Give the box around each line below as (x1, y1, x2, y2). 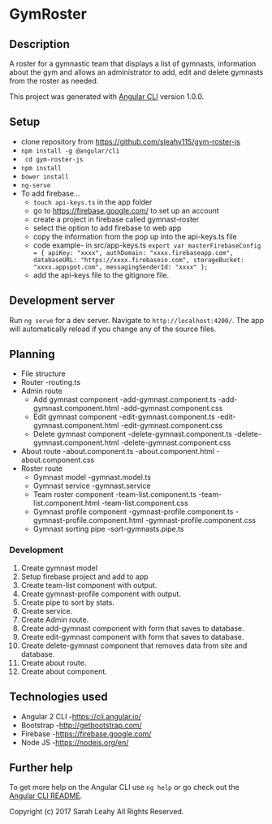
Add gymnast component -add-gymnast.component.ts (32, 395, 217, 404)
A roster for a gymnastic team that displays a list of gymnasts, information (9, 58, 257, 68)
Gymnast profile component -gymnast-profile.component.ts (32, 507, 234, 516)
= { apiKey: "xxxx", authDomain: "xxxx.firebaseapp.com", (32, 248, 234, 257)
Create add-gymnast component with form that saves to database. (20, 623, 244, 633)
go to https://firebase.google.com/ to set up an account (32, 205, 220, 215)
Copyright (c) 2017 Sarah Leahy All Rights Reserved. (9, 807, 184, 817)
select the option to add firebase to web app (32, 222, 182, 232)
